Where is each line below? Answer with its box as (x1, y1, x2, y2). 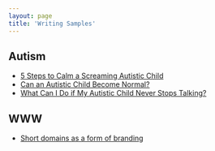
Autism (8, 50, 46, 63)
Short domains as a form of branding (19, 133, 144, 143)
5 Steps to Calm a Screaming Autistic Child (19, 71, 164, 81)
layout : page (8, 11, 53, 20)
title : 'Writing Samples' (8, 19, 96, 28)
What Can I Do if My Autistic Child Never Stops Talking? (19, 88, 207, 98)
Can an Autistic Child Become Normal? (19, 80, 150, 89)
